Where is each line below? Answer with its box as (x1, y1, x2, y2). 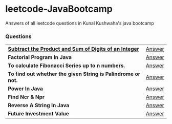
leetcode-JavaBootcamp (5, 3, 113, 15)
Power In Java (8, 85, 44, 92)
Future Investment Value (8, 110, 69, 117)
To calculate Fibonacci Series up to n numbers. (8, 62, 125, 69)
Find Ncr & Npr (8, 93, 45, 100)
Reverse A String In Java (8, 102, 70, 109)
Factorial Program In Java (8, 54, 72, 61)
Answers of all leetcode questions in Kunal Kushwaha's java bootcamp (5, 20, 155, 26)
